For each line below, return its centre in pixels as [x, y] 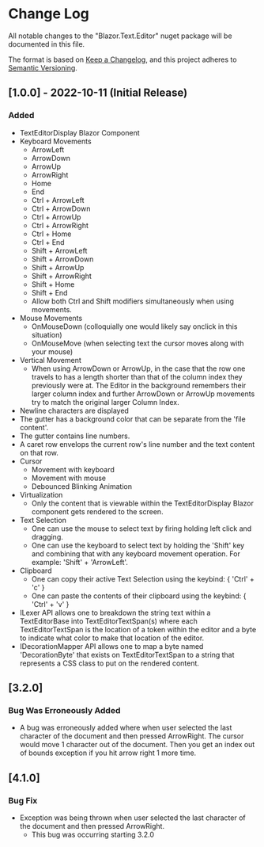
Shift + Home [53, 284]
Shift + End [49, 292]
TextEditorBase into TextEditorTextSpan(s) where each [108, 621]
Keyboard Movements [56, 141]
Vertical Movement [50, 360]
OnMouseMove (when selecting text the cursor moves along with [138, 343]
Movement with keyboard [73, 469]
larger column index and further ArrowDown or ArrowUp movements [143, 394]
